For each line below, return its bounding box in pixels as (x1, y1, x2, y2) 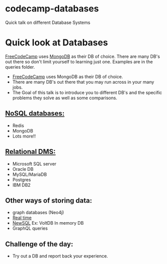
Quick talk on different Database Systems (5, 19, 91, 25)
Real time (12, 215, 32, 221)
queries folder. (5, 64, 35, 70)
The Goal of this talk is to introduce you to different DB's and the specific (12, 89, 163, 95)
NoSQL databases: (5, 109, 65, 118)
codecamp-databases (5, 3, 99, 14)
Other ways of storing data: (5, 196, 92, 205)
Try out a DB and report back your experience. (12, 253, 108, 259)
